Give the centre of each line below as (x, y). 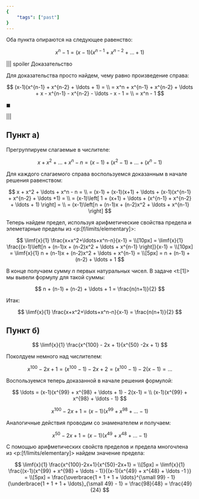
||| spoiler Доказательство (39, 64)
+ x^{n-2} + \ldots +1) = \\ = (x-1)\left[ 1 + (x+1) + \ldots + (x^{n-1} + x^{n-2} (100, 198)
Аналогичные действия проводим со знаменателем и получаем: (89, 423)
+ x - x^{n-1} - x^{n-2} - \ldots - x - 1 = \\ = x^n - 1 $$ (100, 94)
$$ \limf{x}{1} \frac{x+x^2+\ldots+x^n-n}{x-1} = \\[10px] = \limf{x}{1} (100, 240)
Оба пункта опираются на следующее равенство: (70, 40)
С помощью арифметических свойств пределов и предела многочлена (97, 447)
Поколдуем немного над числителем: (54, 356)
